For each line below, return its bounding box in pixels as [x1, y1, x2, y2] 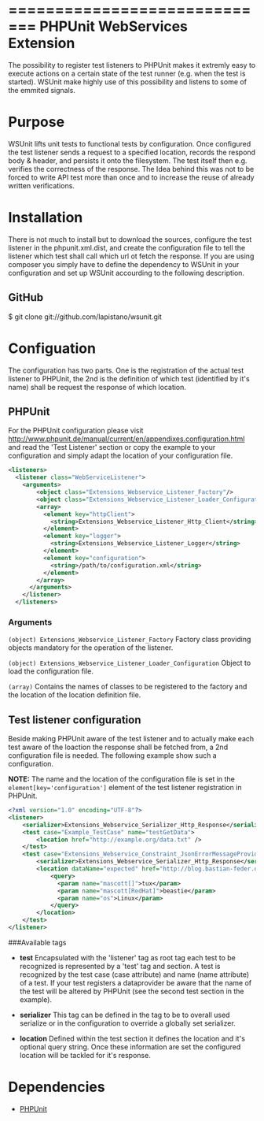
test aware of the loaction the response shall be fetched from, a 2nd [8, 742, 229, 752]
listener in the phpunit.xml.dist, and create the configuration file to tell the [8, 243, 246, 252]
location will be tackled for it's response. [19, 1050, 151, 1060]
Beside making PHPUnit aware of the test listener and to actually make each [8, 734, 255, 744]
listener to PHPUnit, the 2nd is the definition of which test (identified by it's [8, 373, 250, 383]
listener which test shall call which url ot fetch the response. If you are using [8, 251, 255, 261]
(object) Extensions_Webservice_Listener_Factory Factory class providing [8, 635, 251, 644]
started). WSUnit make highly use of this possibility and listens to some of [8, 76, 247, 87]
